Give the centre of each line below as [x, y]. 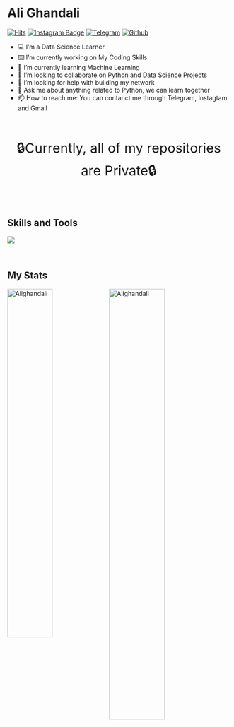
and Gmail [32, 108]
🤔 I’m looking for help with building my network [86, 82]
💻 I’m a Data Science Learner [61, 47]
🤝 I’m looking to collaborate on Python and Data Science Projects [112, 75]
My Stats [28, 276]
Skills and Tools [42, 223]
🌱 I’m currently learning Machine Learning [78, 67]
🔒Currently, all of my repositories [119, 148]
